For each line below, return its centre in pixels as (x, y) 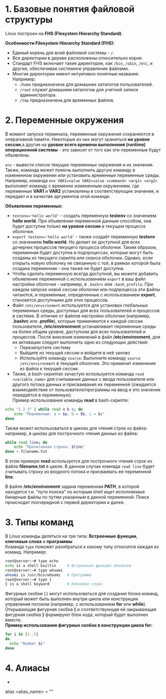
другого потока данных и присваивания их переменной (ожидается (84, 384)
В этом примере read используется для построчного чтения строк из (79, 461)
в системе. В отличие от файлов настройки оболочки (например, (81, 316)
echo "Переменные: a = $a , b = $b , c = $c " (60, 414)
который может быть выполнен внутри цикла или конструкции (72, 599)
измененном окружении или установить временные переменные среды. (83, 175)
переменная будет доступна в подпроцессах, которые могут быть (83, 252)
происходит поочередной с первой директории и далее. (65, 502)
